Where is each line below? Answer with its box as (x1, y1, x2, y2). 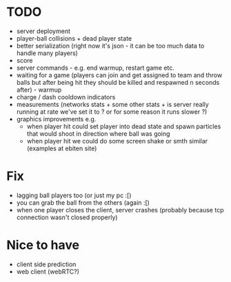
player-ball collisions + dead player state (16, 34, 132, 42)
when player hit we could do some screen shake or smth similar (26, 137, 208, 145)
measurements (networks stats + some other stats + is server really (16, 100, 210, 108)
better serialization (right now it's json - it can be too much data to (16, 41, 205, 50)
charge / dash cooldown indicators (16, 92, 116, 101)
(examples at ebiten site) (26, 144, 97, 152)
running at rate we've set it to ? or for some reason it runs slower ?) (16, 108, 208, 116)
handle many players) (16, 49, 79, 57)
